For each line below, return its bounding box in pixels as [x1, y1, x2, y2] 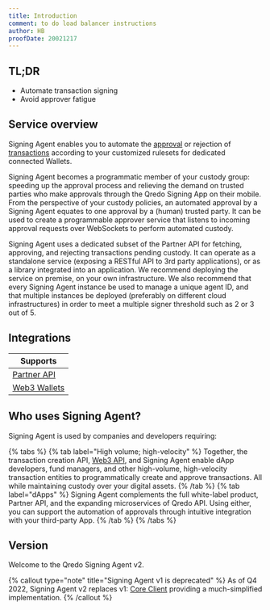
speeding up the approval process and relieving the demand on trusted [8, 180, 244, 190]
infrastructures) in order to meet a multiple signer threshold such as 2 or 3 [8, 299, 255, 309]
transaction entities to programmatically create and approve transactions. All [8, 472, 263, 482]
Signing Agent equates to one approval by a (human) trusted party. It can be [8, 206, 262, 216]
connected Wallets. [8, 156, 73, 166]
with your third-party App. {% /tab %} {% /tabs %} [8, 515, 177, 525]
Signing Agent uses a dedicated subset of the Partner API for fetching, [8, 239, 243, 249]
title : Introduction [8, 11, 78, 20]
